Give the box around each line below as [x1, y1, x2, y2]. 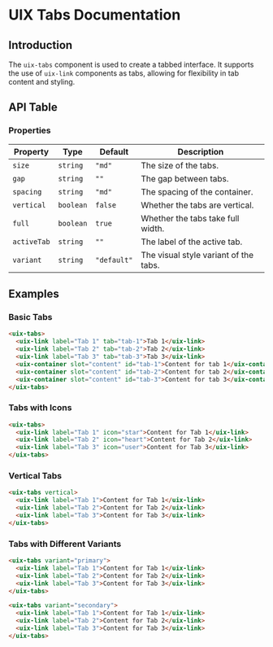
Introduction [8, 38, 73, 52]
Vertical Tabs [8, 470, 63, 481]
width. [141, 222, 165, 234]
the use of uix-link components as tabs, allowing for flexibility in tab [8, 68, 240, 78]
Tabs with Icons [8, 402, 72, 413]
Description [177, 146, 224, 157]
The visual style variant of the [141, 249, 254, 260]
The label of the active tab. [141, 236, 243, 247]
